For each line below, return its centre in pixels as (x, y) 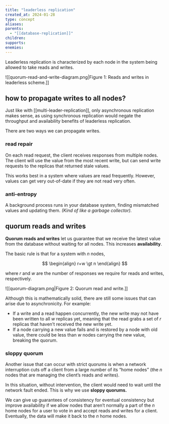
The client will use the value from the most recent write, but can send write (83, 160)
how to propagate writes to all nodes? (66, 98)
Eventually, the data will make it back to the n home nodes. (66, 416)
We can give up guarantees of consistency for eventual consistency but (80, 400)
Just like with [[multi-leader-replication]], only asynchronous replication (80, 110)
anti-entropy (21, 194)
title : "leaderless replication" (40, 10)
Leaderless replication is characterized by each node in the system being (81, 62)
